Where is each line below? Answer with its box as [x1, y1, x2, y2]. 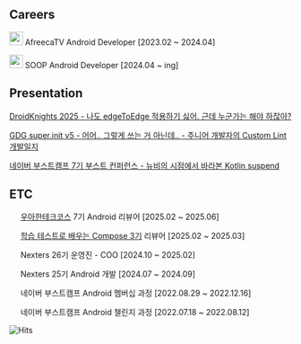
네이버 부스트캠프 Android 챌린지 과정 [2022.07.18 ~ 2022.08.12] [20, 307, 250, 318]
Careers [9, 7, 56, 22]
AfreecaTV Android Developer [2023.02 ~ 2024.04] [24, 36, 216, 48]
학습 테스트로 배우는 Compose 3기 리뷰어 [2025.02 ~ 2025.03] [20, 231, 245, 242]
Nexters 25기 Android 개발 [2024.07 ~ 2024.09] [20, 269, 195, 279]
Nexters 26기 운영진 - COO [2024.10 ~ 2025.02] [20, 250, 195, 260]
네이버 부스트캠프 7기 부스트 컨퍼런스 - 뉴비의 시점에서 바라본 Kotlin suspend [9, 160, 280, 171]
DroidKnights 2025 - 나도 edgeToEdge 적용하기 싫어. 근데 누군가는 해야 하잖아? [9, 110, 292, 121]
